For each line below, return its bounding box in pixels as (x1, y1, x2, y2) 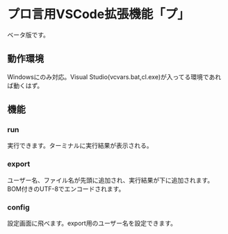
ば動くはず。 (7, 81, 44, 90)
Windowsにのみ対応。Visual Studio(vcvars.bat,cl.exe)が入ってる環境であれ (7, 72, 221, 81)
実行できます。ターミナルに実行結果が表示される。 (7, 142, 153, 150)
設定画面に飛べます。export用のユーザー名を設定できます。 (7, 219, 177, 228)
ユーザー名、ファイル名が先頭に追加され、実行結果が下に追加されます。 (7, 176, 214, 184)
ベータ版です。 (7, 31, 50, 39)
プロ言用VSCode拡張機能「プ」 (7, 6, 190, 22)
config (7, 202, 30, 212)
